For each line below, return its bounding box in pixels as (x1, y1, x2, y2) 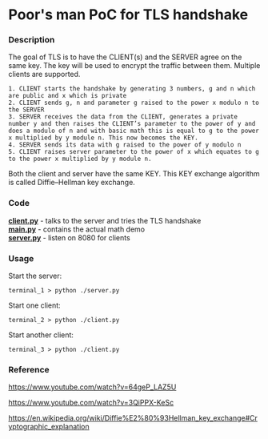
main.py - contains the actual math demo (8, 224, 146, 234)
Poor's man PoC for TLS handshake (8, 6, 249, 24)
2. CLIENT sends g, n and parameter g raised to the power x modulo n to (8, 99, 260, 107)
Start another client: (8, 330, 74, 340)
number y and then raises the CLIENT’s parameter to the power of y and (8, 120, 256, 128)
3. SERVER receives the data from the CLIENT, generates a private (8, 113, 238, 121)
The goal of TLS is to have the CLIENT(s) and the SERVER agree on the (8, 52, 242, 62)
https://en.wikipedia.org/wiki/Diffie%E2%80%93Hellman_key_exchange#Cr (8, 413, 258, 423)
